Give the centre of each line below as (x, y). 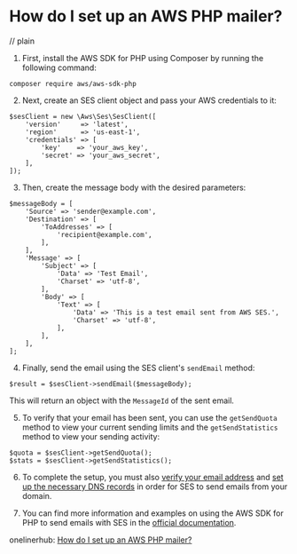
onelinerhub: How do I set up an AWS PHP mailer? (101, 540)
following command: (59, 67)
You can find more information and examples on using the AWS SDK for (152, 513)
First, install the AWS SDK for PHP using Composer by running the (143, 58)
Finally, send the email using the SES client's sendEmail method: (138, 368)
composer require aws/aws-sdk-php (73, 83)
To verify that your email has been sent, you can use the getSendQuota (149, 417)
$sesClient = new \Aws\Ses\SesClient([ (83, 116)
